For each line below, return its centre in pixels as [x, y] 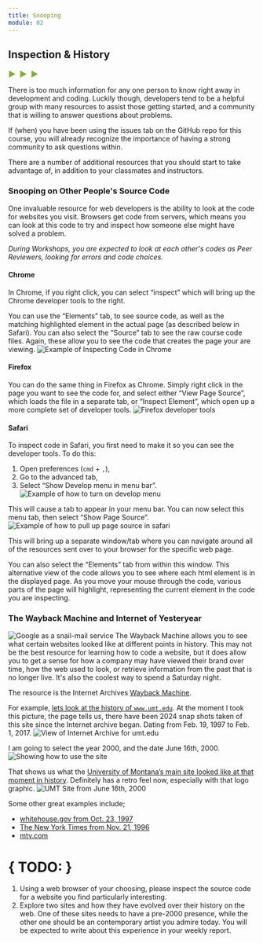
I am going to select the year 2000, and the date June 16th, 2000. [114, 748]
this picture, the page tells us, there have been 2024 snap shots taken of [126, 716]
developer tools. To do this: [52, 453]
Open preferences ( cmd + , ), [65, 469]
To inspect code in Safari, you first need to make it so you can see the [121, 446]
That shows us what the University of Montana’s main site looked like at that [131, 772]
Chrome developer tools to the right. [67, 300]
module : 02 [26, 23]
